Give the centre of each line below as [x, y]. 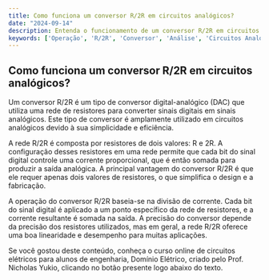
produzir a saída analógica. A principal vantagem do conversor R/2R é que [131, 169]
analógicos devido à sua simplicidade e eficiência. [91, 128]
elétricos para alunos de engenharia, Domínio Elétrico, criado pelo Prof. [126, 259]
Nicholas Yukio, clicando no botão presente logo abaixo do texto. [116, 268]
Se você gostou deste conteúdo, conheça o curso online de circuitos [122, 251]
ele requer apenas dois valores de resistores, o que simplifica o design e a [131, 178]
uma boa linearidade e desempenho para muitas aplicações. [108, 235]
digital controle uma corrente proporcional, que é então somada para [122, 160]
